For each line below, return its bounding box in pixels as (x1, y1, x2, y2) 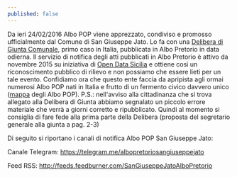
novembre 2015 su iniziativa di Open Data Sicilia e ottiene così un (7, 59, 198, 68)
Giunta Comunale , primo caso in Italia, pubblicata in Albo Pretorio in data (7, 45, 220, 53)
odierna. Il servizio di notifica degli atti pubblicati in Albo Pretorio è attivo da (7, 52, 228, 61)
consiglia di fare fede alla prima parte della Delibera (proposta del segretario (7, 113, 231, 121)
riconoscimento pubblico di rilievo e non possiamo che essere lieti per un (7, 67, 221, 76)
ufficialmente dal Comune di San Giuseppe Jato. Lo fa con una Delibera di (7, 37, 224, 46)
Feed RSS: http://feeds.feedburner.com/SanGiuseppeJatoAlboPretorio (7, 161, 213, 170)
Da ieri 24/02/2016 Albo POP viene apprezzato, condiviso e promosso (7, 30, 212, 38)
